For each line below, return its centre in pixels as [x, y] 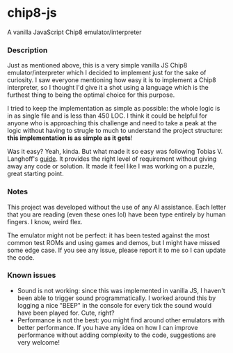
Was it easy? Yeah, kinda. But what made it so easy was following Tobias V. [115, 152]
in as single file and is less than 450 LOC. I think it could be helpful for [107, 116]
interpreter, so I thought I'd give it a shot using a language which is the [108, 88]
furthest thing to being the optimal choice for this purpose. [91, 95]
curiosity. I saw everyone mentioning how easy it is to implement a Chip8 [112, 80]
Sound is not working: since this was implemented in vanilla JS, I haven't [121, 290]
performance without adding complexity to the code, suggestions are [116, 335]
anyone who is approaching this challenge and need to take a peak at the [112, 123]
